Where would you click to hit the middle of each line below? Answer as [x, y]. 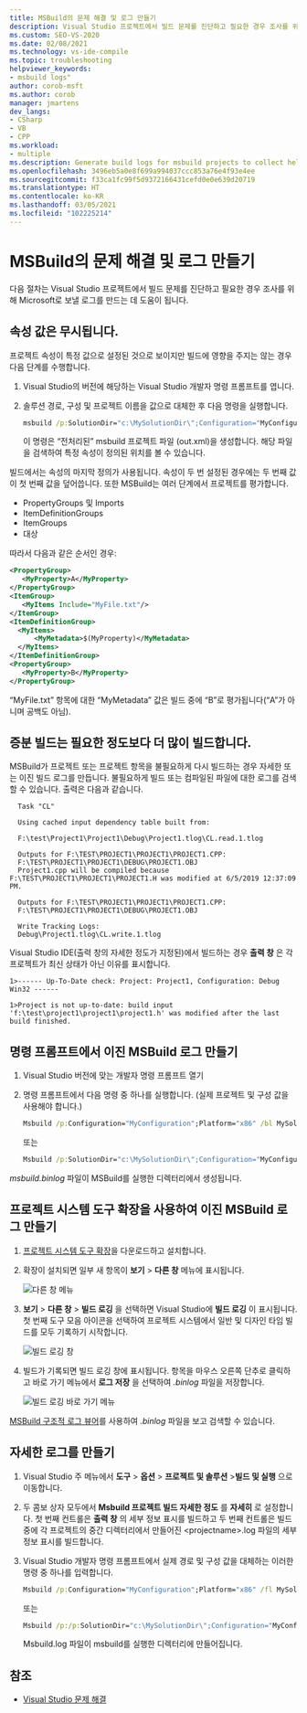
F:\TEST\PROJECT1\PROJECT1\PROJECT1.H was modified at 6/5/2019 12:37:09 [153, 878]
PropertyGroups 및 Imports [74, 503]
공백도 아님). [48, 711]
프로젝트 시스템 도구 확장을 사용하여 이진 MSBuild [142, 1210]
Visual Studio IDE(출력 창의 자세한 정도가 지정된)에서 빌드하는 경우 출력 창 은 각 [152, 952]
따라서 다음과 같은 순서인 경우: [63, 553]
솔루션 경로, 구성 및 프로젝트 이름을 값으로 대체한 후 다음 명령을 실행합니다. [155, 405]
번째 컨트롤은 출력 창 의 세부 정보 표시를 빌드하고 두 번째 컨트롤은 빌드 [168, 1518]
